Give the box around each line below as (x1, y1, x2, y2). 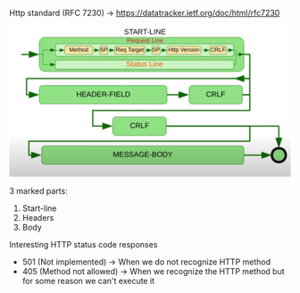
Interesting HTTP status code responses (9, 239, 158, 249)
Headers (21, 212, 54, 222)
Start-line (21, 203, 57, 213)
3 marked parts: (9, 185, 69, 196)
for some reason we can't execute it (21, 275, 154, 286)
